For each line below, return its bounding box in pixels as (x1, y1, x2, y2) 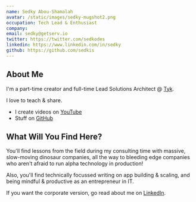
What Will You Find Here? (6, 131, 102, 141)
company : (6, 25, 28, 31)
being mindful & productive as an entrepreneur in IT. (6, 178, 134, 185)
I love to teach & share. (6, 96, 63, 104)
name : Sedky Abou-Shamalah (6, 8, 73, 15)
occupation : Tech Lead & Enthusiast (6, 20, 97, 26)
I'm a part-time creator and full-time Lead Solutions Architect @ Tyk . (6, 85, 175, 92)
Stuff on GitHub (14, 114, 54, 122)
